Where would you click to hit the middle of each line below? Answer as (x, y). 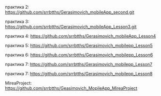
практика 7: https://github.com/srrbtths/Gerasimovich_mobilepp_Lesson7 (79, 64)
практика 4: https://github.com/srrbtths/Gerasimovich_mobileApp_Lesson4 (80, 36)
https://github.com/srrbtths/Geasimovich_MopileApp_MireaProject (71, 88)
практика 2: (17, 7)
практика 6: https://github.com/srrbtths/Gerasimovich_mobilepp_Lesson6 (79, 55)
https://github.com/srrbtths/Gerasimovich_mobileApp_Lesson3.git (71, 27)
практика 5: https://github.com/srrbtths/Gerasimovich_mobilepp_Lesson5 (79, 45)
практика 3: (17, 22)
